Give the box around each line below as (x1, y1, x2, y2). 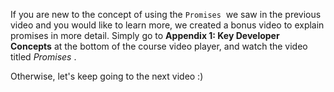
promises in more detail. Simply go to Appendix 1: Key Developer (10, 30, 280, 41)
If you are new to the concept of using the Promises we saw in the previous (10, 9, 322, 20)
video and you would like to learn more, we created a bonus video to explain (10, 19, 325, 31)
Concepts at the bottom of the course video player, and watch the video (10, 40, 308, 52)
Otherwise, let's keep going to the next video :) (10, 70, 204, 82)
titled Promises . (10, 51, 77, 63)
